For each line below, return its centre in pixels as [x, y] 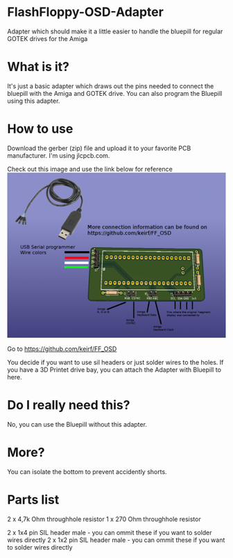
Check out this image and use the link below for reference [90, 169]
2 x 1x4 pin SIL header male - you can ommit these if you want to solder [110, 533]
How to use [40, 129]
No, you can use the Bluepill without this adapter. [77, 425]
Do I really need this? [69, 405]
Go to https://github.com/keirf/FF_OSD [62, 349]
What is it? [38, 67]
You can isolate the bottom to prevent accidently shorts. [87, 472]
